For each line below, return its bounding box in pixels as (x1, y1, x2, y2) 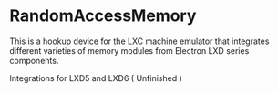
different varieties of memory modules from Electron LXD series (9, 45, 250, 56)
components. (9, 55, 59, 66)
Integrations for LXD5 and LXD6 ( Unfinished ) (9, 72, 182, 83)
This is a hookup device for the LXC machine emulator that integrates (9, 36, 270, 46)
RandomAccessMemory (9, 5, 197, 26)
